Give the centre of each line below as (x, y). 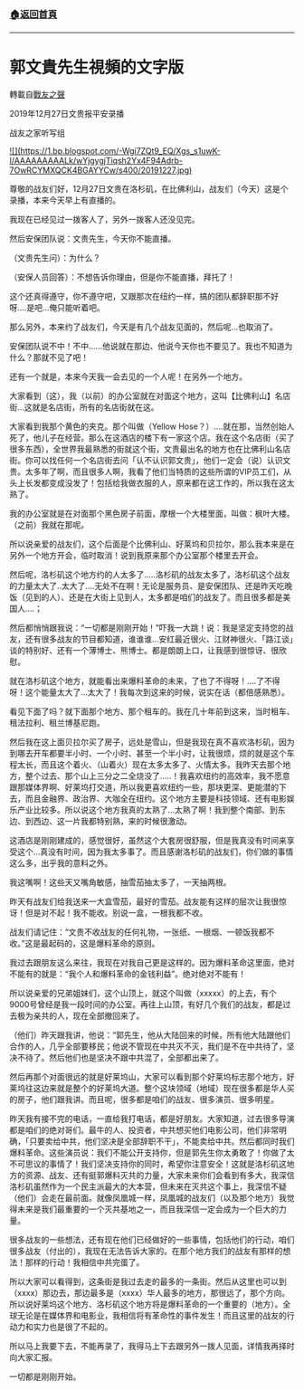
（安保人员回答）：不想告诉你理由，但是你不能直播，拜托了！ (122, 277)
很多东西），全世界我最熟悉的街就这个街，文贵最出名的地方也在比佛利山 (142, 449)
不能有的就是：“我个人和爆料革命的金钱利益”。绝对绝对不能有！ (128, 974)
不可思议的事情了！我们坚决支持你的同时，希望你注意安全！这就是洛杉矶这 (148, 1164)
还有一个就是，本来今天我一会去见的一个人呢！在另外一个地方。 (128, 376)
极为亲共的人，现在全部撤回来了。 (81, 1016)
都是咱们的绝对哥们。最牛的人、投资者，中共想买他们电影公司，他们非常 (144, 1130)
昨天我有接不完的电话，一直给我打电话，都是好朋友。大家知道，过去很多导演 (152, 1119)
